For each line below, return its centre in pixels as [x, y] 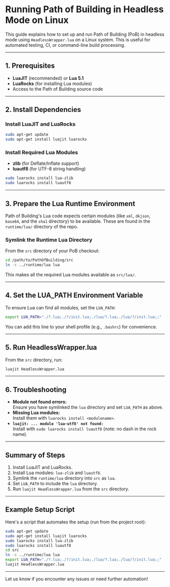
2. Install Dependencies [43, 110]
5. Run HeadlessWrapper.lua [51, 348]
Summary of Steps [35, 455]
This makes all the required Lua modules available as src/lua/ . [71, 275]
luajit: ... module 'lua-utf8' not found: [58, 424]
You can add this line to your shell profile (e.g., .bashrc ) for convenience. [81, 327]
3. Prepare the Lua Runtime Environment [70, 204]
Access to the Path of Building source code [58, 89]
